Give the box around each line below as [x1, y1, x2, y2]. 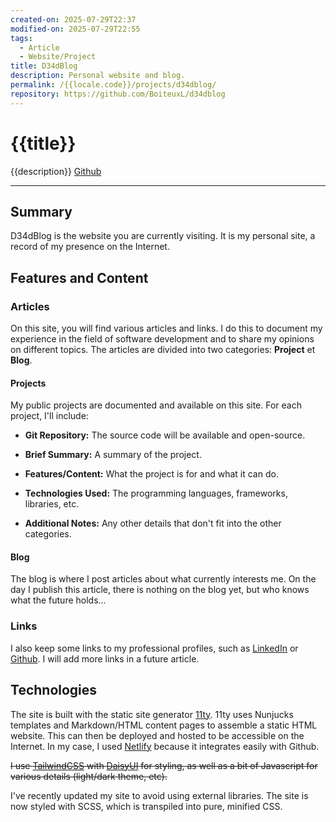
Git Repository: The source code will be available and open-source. [24, 429, 306, 441]
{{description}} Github [10, 165, 102, 177]
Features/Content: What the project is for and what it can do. [24, 468, 279, 480]
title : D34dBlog [10, 61, 78, 71]
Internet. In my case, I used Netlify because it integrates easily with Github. [10, 740, 320, 752]
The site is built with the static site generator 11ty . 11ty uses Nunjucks [10, 708, 294, 720]
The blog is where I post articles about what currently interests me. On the [10, 573, 317, 585]
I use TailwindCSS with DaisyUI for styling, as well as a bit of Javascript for [10, 759, 318, 771]
